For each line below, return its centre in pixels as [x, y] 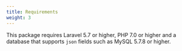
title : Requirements [32, 12]
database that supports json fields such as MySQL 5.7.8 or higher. [89, 41]
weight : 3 [19, 18]
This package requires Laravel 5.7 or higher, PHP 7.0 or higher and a [91, 35]
